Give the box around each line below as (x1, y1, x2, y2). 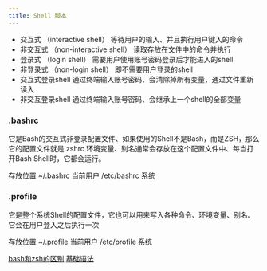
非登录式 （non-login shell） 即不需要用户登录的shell (19, 65, 194, 74)
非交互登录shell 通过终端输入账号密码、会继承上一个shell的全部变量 (19, 94, 241, 104)
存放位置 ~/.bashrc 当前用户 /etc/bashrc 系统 (8, 171, 155, 180)
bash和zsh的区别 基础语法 (8, 254, 94, 264)
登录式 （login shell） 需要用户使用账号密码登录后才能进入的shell (19, 54, 234, 64)
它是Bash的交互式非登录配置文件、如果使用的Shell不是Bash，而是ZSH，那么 (8, 133, 260, 143)
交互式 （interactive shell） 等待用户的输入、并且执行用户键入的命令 (19, 34, 244, 44)
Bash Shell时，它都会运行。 (14, 153, 106, 163)
